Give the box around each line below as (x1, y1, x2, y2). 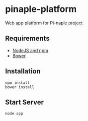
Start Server (5, 98, 44, 106)
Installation (5, 67, 41, 75)
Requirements (5, 34, 50, 43)
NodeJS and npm (12, 47, 49, 53)
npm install (5, 80, 30, 85)
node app (5, 111, 23, 116)
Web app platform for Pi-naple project (5, 20, 83, 26)
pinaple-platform (5, 3, 77, 15)
